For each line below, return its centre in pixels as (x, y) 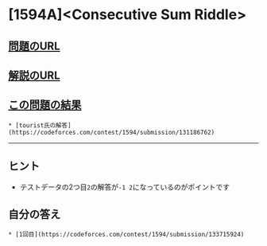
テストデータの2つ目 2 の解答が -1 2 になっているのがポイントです (125, 187)
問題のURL (35, 46)
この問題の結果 (45, 105)
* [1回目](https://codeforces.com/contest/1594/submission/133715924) (126, 235)
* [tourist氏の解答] (40, 125)
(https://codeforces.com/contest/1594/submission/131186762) (112, 132)
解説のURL (35, 75)
